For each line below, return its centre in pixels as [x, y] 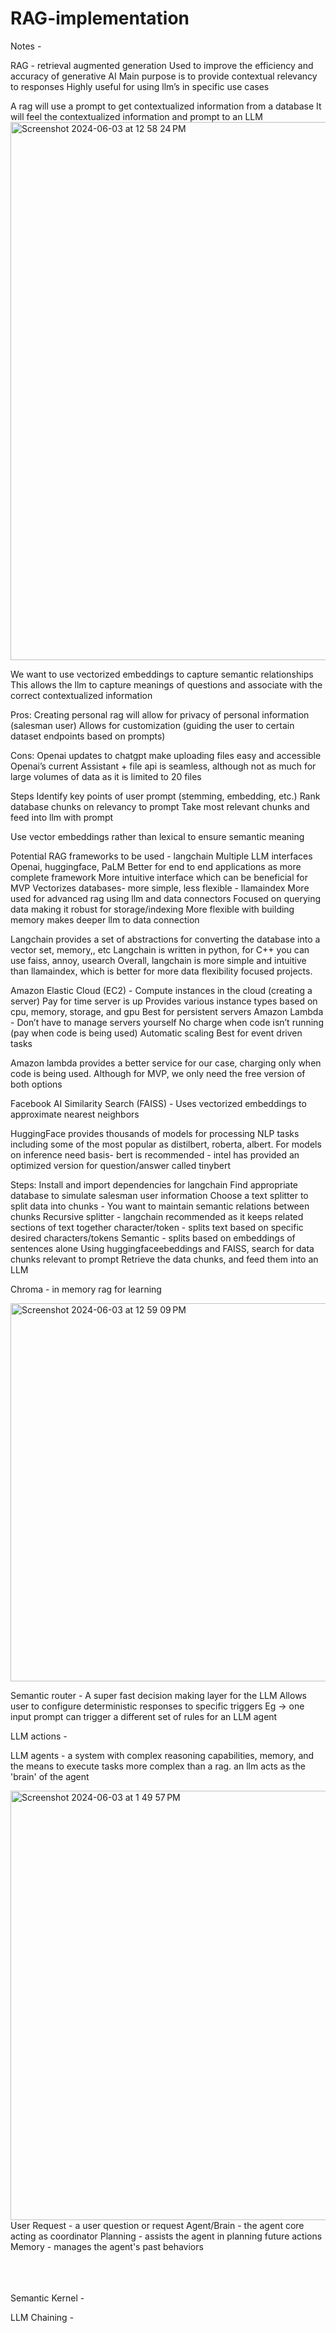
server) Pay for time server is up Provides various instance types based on [164, 1001]
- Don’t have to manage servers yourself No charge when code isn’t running [167, 1022]
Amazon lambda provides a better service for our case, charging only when [166, 1063]
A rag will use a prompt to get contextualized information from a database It [166, 106]
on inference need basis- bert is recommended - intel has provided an [155, 1154]
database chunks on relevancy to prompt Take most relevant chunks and [160, 806]
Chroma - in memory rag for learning [86, 1289]
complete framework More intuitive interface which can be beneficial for [159, 877]
